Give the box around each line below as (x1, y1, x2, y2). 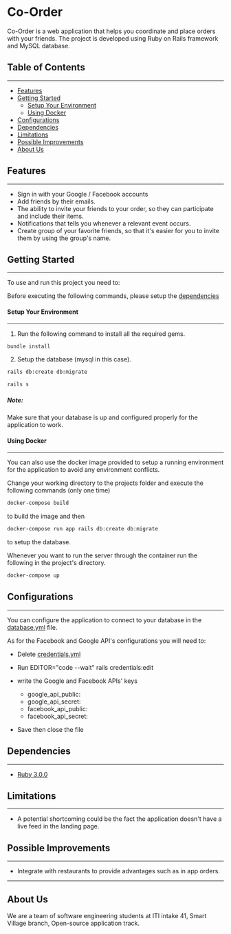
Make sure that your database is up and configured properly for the (7, 413, 198, 421)
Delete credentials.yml (16, 650, 81, 658)
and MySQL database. (7, 41, 70, 50)
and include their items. (16, 212, 84, 220)
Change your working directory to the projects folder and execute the (7, 479, 204, 487)
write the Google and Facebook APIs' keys (16, 677, 137, 685)
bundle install (7, 343, 51, 350)
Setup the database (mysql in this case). (16, 355, 132, 364)
